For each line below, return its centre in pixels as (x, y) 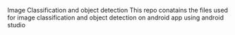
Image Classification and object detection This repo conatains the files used (117, 10)
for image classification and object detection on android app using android (116, 17)
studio (17, 25)
